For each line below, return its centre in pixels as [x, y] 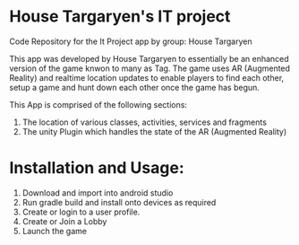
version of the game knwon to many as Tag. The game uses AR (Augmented [150, 68]
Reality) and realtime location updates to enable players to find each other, [147, 77]
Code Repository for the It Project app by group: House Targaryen [131, 41]
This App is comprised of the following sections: [98, 104]
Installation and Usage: [97, 168]
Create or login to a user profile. [81, 212]
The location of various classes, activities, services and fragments [144, 122]
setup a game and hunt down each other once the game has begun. [134, 87]
